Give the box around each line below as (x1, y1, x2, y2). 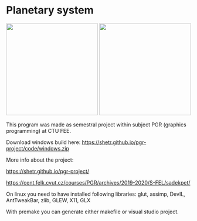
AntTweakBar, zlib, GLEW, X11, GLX (6, 196, 91, 203)
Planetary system (6, 4, 94, 17)
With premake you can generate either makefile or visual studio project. (6, 208, 179, 215)
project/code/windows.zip (6, 145, 69, 152)
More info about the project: (6, 156, 74, 163)
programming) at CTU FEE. (6, 127, 72, 134)
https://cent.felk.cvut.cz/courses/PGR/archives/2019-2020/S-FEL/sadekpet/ (6, 179, 191, 186)
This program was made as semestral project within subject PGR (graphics (6, 121, 186, 128)
